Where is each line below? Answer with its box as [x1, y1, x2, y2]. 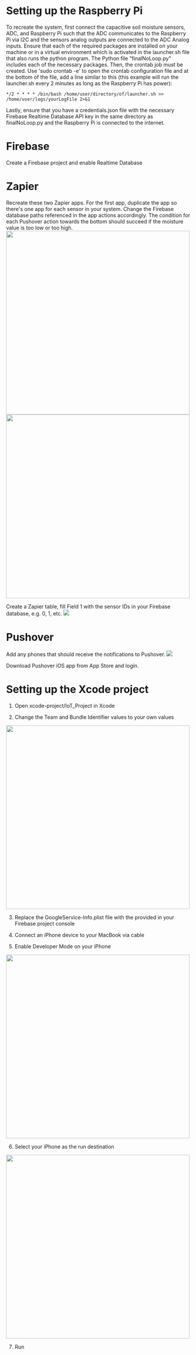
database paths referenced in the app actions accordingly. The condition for [6, 212, 191, 219]
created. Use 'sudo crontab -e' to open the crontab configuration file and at [6, 67, 189, 74]
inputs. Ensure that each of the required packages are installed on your [6, 42, 178, 49]
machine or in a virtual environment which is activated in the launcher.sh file [6, 48, 190, 55]
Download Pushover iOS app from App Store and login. [6, 662, 139, 669]
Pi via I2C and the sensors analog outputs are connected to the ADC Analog [6, 36, 190, 43]
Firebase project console [14, 920, 75, 927]
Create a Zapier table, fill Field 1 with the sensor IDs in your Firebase [6, 603, 171, 610]
